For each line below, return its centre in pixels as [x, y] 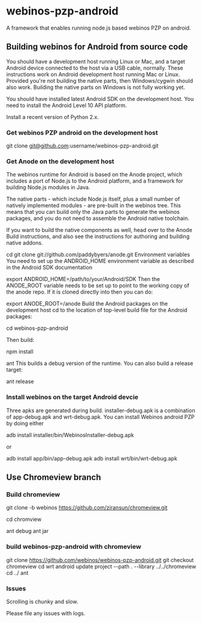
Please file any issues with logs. [46, 613]
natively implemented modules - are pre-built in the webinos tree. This [93, 205]
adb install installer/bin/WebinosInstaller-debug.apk [70, 435]
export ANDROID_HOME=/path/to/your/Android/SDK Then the [83, 279]
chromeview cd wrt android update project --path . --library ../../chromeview [101, 566]
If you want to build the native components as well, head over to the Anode [99, 230]
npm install [20, 352]
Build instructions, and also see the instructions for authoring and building [98, 236]
